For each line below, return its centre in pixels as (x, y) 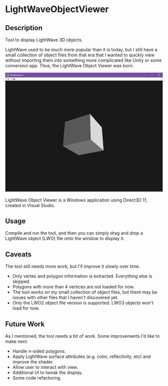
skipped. (21, 281)
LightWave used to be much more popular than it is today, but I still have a (81, 50)
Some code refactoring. (37, 378)
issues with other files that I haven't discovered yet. (65, 298)
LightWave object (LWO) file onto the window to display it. (65, 238)
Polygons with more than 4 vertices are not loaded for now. (73, 287)
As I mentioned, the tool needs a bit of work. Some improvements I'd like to (82, 336)
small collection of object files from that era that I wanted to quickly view (80, 55)
